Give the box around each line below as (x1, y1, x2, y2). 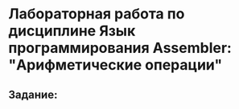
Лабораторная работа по (8, 5, 185, 23)
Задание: (8, 87, 58, 101)
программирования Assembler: (8, 39, 232, 57)
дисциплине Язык (8, 22, 136, 40)
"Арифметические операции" (8, 56, 223, 75)
